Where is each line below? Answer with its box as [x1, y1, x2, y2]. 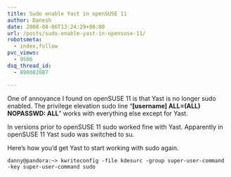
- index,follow [13, 43, 58, 50]
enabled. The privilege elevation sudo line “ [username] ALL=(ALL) [7, 101, 201, 110]
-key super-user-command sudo [7, 163, 96, 170]
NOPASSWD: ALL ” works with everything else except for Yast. [7, 109, 188, 118]
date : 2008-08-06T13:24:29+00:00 [7, 23, 105, 30]
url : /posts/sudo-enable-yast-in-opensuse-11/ [7, 29, 146, 37]
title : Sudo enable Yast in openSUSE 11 [7, 10, 128, 17]
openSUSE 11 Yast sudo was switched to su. [7, 130, 135, 139]
